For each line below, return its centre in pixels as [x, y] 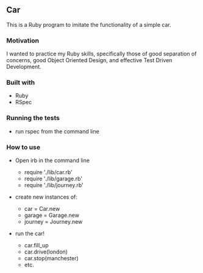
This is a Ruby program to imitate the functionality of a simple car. [89, 24]
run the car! [30, 233]
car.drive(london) [46, 252]
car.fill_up [36, 245]
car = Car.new [42, 209]
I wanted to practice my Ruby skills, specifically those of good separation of [101, 54]
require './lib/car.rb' [48, 172]
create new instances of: [46, 197]
